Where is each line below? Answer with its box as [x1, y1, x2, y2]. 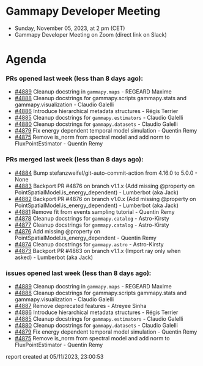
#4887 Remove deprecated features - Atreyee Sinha [14, 302, 147, 310]
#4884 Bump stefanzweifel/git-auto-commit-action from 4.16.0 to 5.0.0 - [14, 169, 198, 177]
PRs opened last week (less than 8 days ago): [6, 75, 143, 83]
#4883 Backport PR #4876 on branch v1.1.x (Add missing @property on [14, 182, 195, 189]
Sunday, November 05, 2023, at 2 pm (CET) [14, 24, 125, 32]
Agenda [6, 53, 46, 67]
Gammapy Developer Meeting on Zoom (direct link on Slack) [14, 31, 168, 38]
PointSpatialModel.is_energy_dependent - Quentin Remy [14, 234, 157, 241]
